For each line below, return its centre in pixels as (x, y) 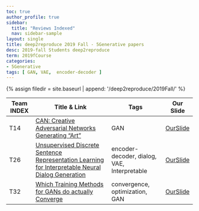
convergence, (131, 184)
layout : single (25, 39)
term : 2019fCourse (29, 56)
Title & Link (70, 107)
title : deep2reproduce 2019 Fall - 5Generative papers (75, 45)
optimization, (129, 191)
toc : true (18, 12)
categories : (21, 61)
